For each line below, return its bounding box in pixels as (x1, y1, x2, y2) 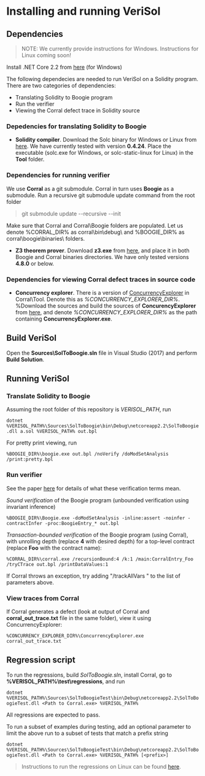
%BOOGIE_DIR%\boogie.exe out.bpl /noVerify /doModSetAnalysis (6, 451, 169, 457)
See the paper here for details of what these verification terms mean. (6, 484, 181, 492)
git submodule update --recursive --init (21, 210, 121, 217)
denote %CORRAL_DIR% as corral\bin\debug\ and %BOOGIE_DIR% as (6, 228, 185, 236)
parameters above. (6, 578, 54, 586)
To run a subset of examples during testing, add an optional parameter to (6, 723, 191, 730)
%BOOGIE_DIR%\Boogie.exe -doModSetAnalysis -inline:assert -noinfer (6, 514, 185, 521)
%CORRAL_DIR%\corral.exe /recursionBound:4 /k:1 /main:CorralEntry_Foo (6, 556, 193, 562)
